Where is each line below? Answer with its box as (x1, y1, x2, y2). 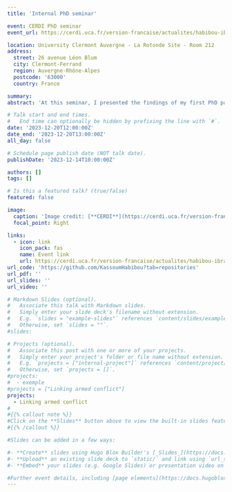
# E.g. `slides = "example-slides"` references (7, 316, 153, 322)
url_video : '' (7, 283, 48, 291)
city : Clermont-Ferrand (13, 61, 81, 68)
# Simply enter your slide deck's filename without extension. (7, 309, 199, 316)
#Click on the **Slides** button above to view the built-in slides (7, 418, 209, 425)
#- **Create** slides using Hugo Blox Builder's (7, 449, 150, 456)
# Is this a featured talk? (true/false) (7, 188, 128, 194)
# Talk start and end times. (7, 111, 91, 118)
